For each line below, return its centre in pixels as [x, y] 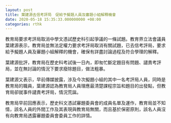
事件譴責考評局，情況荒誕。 [52, 92]
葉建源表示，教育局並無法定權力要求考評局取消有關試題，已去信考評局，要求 [85, 46]
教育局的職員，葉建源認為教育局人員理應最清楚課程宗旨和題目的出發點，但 [83, 86]
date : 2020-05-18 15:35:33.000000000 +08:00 [53, 19]
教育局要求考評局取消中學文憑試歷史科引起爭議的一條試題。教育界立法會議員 [85, 39]
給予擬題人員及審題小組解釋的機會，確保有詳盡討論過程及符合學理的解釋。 [83, 52]
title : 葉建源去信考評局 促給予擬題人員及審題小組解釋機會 [61, 15]
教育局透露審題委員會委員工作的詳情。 [54, 116]
